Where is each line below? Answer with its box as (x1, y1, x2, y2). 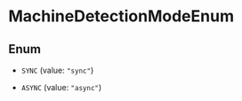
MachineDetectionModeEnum (8, 6, 235, 27)
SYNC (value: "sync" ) (20, 65, 94, 75)
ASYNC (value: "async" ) (20, 82, 102, 92)
